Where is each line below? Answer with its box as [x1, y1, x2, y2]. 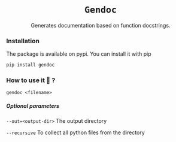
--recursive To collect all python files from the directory [6, 129, 145, 136]
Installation [6, 37, 40, 45]
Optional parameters [6, 102, 60, 109]
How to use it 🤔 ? [6, 76, 56, 84]
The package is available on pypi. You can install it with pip [6, 50, 151, 58]
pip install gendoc [6, 62, 55, 68]
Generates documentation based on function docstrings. [31, 22, 171, 29]
